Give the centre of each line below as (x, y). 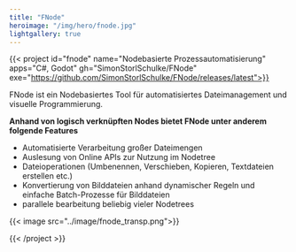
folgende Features (43, 131)
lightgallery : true (45, 34)
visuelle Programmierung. (56, 104)
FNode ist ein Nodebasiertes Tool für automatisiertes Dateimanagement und (148, 95)
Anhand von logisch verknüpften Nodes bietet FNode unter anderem (138, 121)
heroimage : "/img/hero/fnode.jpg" (73, 26)
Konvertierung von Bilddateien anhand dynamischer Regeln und (138, 186)
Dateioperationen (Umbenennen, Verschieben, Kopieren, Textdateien (148, 167)
